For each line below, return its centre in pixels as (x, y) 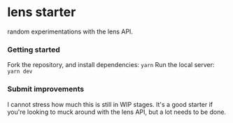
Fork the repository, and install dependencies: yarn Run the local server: (111, 65)
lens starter (42, 12)
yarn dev (20, 72)
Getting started (34, 50)
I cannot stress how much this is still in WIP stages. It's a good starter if (110, 104)
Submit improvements (46, 89)
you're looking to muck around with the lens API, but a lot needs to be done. (116, 112)
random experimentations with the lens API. (70, 31)
